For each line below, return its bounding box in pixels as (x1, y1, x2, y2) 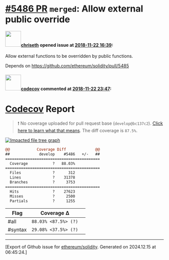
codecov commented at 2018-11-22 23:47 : (21, 85, 112, 92)
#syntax (8, 226, 27, 233)
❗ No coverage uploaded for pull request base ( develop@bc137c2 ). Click (17, 120, 163, 126)
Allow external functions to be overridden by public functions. (5, 53, 133, 59)
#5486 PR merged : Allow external (5, 3, 143, 15)
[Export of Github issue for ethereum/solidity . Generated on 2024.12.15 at (5, 244, 156, 250)
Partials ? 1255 (10, 198, 75, 204)
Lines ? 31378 (10, 175, 75, 180)
